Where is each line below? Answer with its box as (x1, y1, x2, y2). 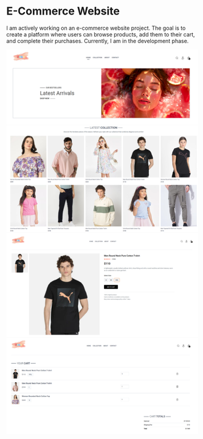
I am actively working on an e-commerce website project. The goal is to (6, 24, 186, 32)
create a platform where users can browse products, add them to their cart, (6, 30, 196, 38)
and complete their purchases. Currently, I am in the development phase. (6, 37, 189, 44)
